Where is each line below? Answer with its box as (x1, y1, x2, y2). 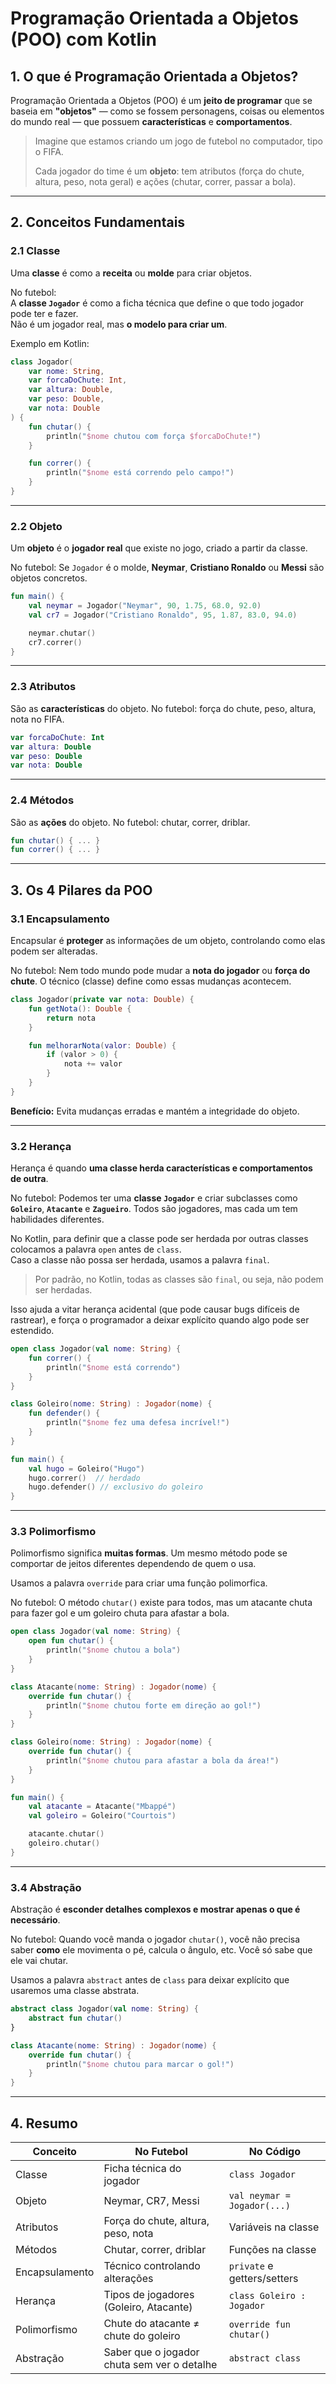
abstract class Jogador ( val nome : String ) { (10, 2004, 199, 2014)
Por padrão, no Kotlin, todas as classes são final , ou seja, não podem (34, 1273, 324, 1286)
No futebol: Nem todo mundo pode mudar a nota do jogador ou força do (10, 965, 311, 977)
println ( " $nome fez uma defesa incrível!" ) (46, 1418, 230, 1428)
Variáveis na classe (228, 2220, 320, 2234)
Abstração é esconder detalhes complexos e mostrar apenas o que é (10, 1903, 301, 1916)
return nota (46, 1013, 97, 1023)
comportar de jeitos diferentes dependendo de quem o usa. (10, 1558, 257, 1570)
